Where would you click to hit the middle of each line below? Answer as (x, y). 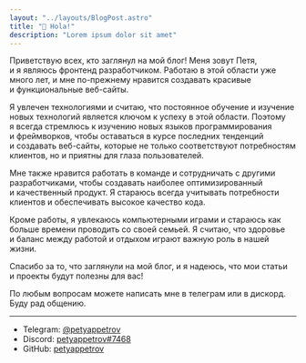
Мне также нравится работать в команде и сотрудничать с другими (143, 173)
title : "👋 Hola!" (42, 26)
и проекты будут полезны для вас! (76, 276)
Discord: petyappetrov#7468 (77, 339)
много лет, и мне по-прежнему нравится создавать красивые (131, 80)
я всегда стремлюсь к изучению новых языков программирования (141, 126)
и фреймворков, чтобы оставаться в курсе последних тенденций (137, 136)
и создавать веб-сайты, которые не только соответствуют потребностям (153, 146)
